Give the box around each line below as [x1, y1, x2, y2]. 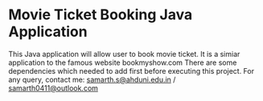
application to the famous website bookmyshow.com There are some [8, 58, 237, 67]
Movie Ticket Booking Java [8, 6, 193, 24]
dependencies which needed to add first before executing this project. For [8, 66, 255, 75]
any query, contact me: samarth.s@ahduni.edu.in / [8, 75, 176, 84]
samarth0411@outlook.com [8, 83, 99, 93]
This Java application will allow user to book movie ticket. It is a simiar [8, 49, 240, 59]
